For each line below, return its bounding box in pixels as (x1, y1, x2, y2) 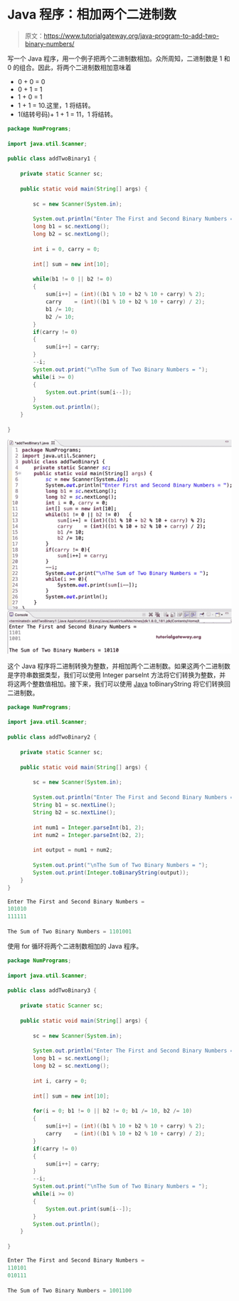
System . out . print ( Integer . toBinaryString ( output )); (33, 869, 190, 876)
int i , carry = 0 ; (33, 1077, 87, 1085)
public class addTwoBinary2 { (7, 734, 97, 741)
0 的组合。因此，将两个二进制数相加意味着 (7, 63, 132, 71)
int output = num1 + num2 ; (33, 846, 113, 854)
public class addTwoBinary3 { (7, 987, 97, 994)
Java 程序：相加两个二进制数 (7, 6, 176, 23)
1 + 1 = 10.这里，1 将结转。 (17, 101, 95, 109)
